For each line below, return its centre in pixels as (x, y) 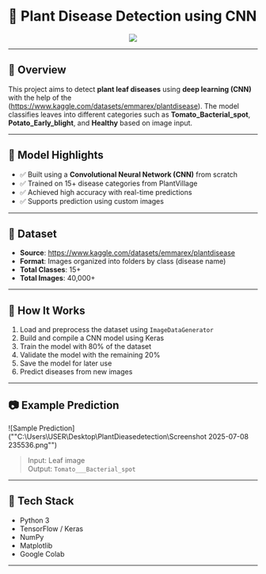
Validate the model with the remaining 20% (90, 355)
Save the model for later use (66, 363)
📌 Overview (37, 70)
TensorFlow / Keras (51, 528)
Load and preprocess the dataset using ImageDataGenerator (116, 330)
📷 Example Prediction (64, 405)
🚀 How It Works (47, 310)
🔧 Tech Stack (41, 501)
